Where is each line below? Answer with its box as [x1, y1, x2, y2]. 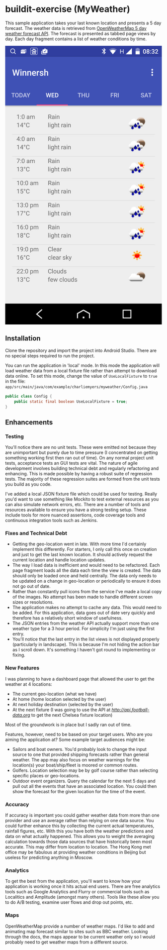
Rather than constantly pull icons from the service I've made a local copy [12, 589, 162, 595]
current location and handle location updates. [12, 557, 106, 563]
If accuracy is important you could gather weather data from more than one [5, 812, 160, 818]
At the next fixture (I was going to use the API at [12, 707, 111, 713]
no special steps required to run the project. [5, 352, 95, 359]
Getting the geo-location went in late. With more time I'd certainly [12, 541, 147, 547]
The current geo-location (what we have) [12, 691, 97, 697]
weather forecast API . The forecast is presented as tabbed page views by [5, 30, 156, 36]
